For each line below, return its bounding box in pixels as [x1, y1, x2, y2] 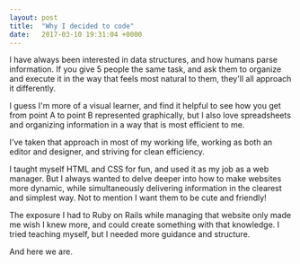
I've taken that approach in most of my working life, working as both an [9, 136, 273, 148]
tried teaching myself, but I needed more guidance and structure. [9, 229, 251, 240]
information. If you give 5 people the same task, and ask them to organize [9, 64, 282, 75]
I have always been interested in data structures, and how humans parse [9, 55, 278, 66]
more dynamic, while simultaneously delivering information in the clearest [9, 183, 283, 194]
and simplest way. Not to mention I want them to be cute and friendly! [9, 192, 267, 203]
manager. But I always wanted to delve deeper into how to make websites [9, 173, 282, 184]
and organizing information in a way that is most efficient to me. [9, 119, 245, 130]
